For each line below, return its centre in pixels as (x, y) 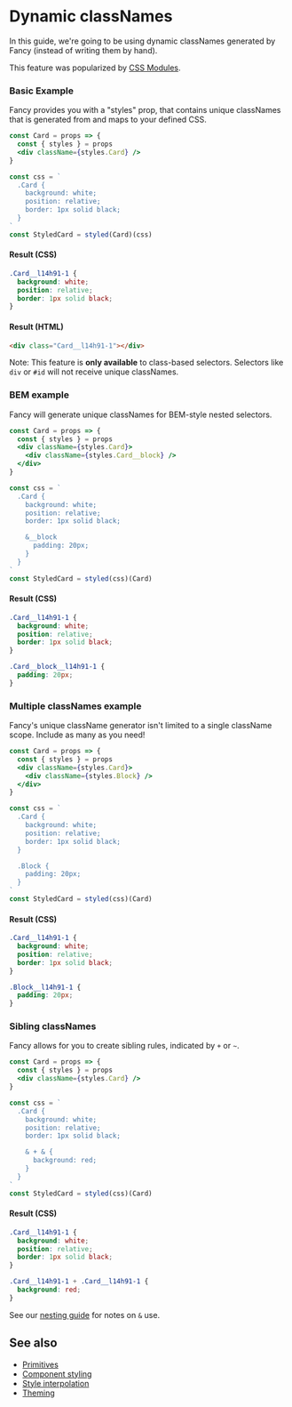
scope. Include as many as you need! (77, 735)
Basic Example (41, 91)
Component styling (57, 1374)
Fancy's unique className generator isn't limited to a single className (141, 726)
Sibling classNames (53, 1026)
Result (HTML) (36, 326)
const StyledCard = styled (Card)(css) (81, 234)
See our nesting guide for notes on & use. (85, 1315)
